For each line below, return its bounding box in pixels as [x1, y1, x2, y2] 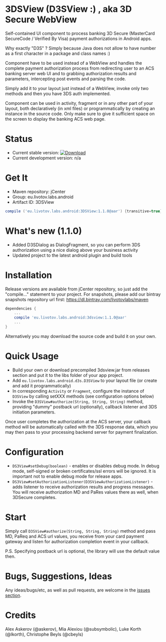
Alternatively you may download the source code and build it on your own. [5, 333, 157, 339]
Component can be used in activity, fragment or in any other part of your [5, 100, 153, 106]
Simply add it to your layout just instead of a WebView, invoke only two [5, 85, 149, 91]
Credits [5, 609, 36, 621]
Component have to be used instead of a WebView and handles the [5, 60, 142, 66]
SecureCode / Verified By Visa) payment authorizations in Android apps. [5, 36, 152, 42]
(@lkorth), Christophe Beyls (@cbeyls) [5, 631, 83, 637]
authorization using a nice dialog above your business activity [12, 247, 138, 253]
